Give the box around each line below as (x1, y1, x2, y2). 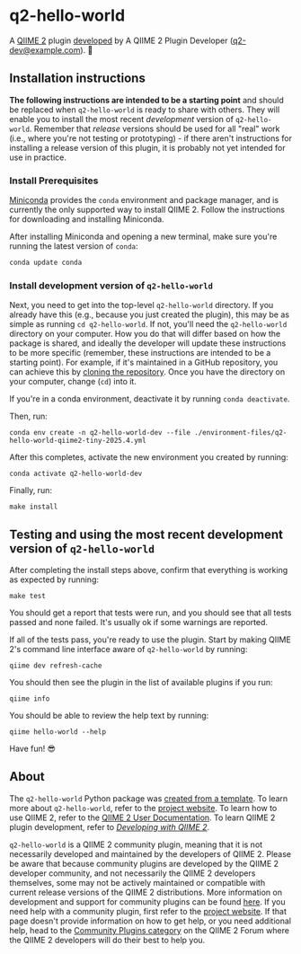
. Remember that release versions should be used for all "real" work (29, 123, 280, 134)
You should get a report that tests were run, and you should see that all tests (9, 607, 292, 618)
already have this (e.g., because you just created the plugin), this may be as (9, 309, 290, 320)
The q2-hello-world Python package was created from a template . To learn (9, 792, 288, 804)
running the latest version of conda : (9, 241, 138, 252)
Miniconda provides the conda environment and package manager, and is (9, 195, 279, 206)
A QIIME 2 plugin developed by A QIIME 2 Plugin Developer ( (9, 35, 234, 46)
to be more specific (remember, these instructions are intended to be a (9, 348, 271, 358)
